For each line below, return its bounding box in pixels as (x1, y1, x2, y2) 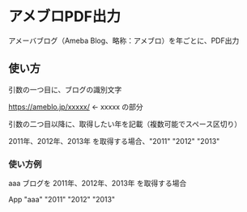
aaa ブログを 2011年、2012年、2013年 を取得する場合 (8, 179, 187, 189)
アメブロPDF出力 (8, 7, 121, 26)
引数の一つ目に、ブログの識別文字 (8, 84, 122, 94)
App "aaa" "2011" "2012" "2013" (8, 195, 116, 205)
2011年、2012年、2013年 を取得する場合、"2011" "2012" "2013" (8, 136, 220, 146)
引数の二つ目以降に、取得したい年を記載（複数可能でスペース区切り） (8, 119, 241, 129)
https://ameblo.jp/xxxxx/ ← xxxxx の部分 (8, 102, 143, 112)
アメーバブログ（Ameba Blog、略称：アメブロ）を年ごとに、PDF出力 (8, 36, 240, 45)
